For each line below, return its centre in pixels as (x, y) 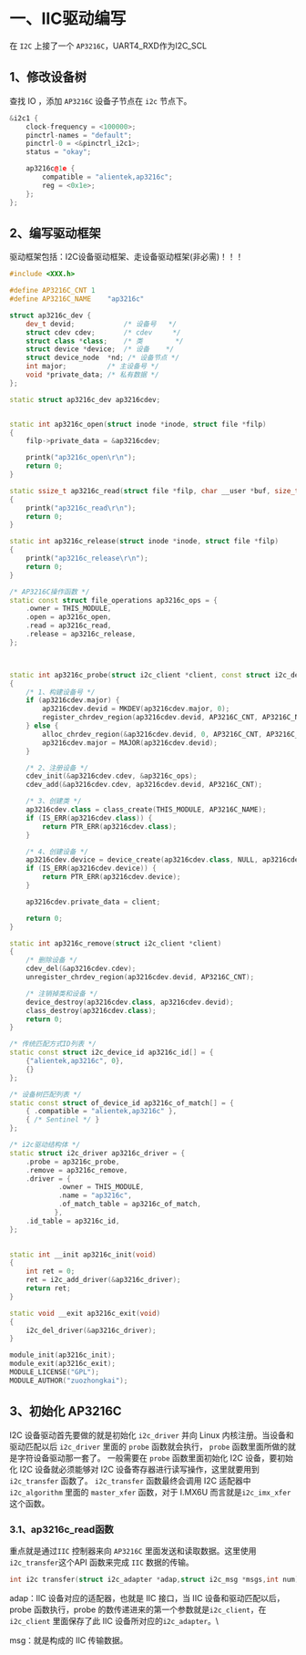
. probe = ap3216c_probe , (73, 1162)
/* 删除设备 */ (52, 960)
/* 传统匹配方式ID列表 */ (53, 1044)
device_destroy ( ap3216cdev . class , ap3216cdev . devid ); (130, 1002)
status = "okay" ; (59, 152)
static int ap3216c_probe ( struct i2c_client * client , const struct (140, 675)
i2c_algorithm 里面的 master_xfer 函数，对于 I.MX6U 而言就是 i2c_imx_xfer (150, 1492)
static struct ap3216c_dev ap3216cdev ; (85, 399)
